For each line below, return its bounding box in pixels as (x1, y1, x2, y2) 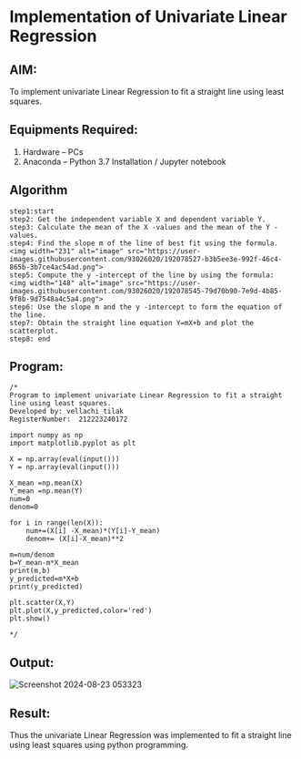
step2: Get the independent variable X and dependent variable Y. (9, 214, 266, 224)
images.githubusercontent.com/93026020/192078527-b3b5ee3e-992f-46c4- (9, 254, 283, 263)
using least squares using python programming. (9, 740, 189, 751)
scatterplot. (9, 326, 59, 335)
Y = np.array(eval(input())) (9, 463, 120, 472)
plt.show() (9, 614, 51, 623)
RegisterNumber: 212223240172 (9, 415, 128, 425)
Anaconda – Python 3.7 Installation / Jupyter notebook (22, 156, 226, 167)
